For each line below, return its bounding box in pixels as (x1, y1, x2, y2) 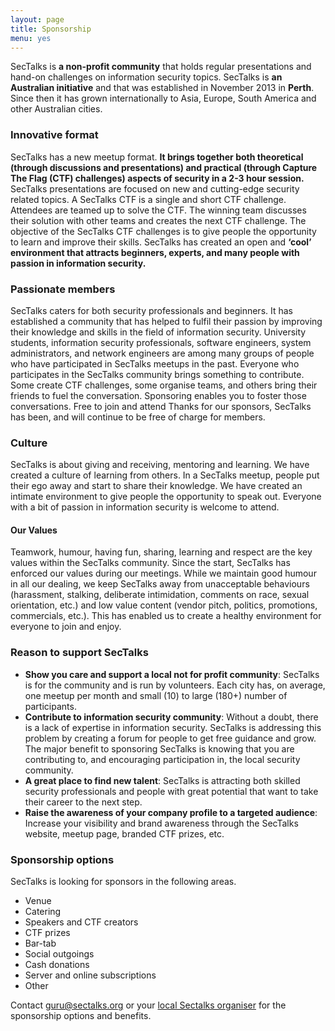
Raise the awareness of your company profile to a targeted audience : (24, 806, 318, 818)
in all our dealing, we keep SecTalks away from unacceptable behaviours (10, 578, 310, 590)
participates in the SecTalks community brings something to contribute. (10, 368, 305, 380)
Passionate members (10, 282, 116, 296)
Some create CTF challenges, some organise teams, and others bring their (10, 379, 318, 391)
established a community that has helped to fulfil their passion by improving (10, 315, 323, 327)
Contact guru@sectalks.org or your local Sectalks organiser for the (10, 999, 287, 1011)
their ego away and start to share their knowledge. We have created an (10, 480, 303, 492)
